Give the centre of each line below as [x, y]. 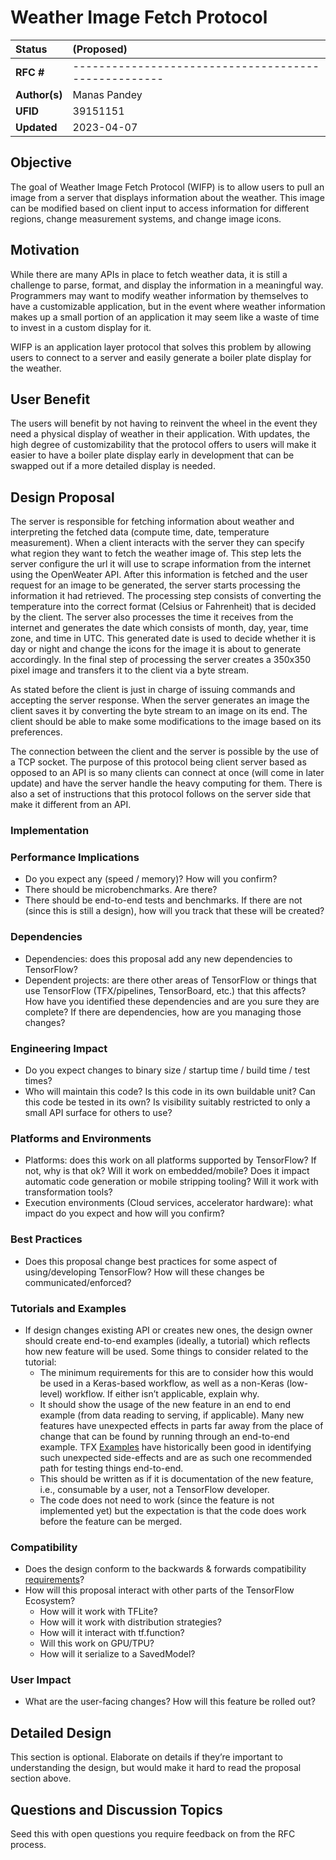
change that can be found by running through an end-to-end [164, 1436]
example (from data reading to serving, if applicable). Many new [172, 1415]
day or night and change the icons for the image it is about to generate [156, 649]
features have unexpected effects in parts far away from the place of [181, 1425]
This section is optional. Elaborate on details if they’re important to [146, 1757]
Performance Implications [75, 858]
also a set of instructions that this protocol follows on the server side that [161, 794]
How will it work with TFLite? [98, 1612]
